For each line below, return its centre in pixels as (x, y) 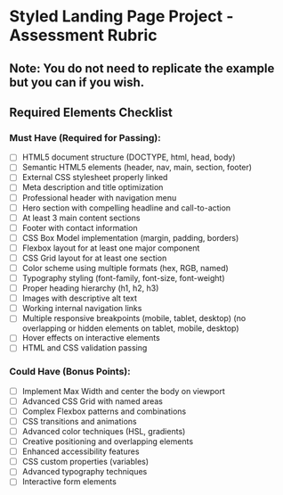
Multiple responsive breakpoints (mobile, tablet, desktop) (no (134, 318)
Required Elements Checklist (91, 112)
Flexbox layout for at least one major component (111, 248)
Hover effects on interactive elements (91, 338)
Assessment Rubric (83, 35)
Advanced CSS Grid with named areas (92, 401)
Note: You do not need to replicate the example (142, 68)
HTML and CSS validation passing (85, 348)
